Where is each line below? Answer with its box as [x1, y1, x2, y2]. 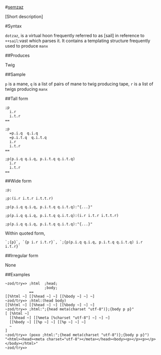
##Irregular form [5, 253, 39, 259]
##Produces [5, 52, 30, 58]
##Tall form [5, 95, 28, 101]
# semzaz [5, 4, 24, 10]
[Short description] [5, 14, 43, 19]
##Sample [5, 71, 26, 77]
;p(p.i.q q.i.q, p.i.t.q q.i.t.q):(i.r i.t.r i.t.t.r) [5, 213, 119, 218]
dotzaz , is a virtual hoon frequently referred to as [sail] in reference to [5, 33, 145, 38]
